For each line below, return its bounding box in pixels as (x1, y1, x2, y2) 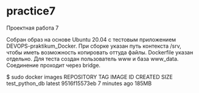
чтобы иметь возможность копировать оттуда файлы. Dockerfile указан (6, 48, 194, 56)
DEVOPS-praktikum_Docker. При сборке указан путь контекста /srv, (6, 42, 181, 50)
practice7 (6, 4, 56, 18)
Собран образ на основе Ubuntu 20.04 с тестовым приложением (6, 36, 176, 43)
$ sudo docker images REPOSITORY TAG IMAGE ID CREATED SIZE (6, 73, 173, 80)
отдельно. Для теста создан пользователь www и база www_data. (6, 55, 179, 62)
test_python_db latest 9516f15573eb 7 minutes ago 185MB (6, 80, 152, 87)
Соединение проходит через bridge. (6, 62, 101, 69)
